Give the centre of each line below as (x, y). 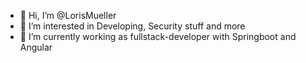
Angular (36, 47)
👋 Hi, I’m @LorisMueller (68, 15)
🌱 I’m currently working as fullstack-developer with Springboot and (158, 36)
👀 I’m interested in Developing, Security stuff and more (132, 26)
